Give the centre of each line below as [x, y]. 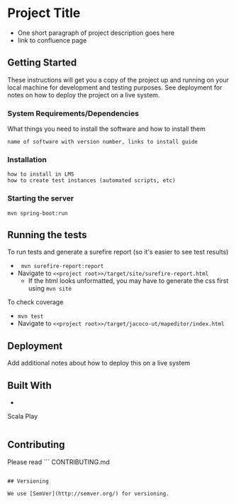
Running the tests [47, 235]
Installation [27, 159]
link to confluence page [52, 40]
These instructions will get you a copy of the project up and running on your [118, 80]
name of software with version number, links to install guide [103, 142]
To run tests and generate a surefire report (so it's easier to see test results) [118, 252]
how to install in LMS [41, 175]
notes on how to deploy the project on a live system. [84, 95]
